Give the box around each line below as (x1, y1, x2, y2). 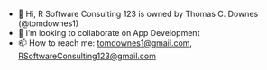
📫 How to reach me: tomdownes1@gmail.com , (17, 38, 192, 48)
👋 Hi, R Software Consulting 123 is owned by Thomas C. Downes (17, 9, 259, 19)
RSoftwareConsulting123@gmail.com (17, 50, 156, 61)
